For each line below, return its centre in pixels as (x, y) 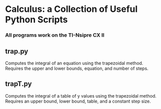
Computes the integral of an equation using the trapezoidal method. (74, 63)
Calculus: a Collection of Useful (71, 9)
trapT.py (19, 84)
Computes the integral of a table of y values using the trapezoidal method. (81, 96)
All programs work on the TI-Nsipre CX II (55, 35)
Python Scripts (36, 20)
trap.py (17, 51)
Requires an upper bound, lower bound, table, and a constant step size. (78, 101)
